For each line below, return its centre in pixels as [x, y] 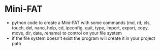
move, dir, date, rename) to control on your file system [67, 33]
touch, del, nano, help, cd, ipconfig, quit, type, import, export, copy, [80, 27]
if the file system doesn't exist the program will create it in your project [83, 38]
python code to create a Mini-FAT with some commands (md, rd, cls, [81, 23]
